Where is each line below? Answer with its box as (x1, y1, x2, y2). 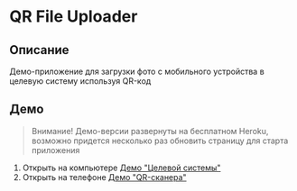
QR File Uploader (9, 6, 138, 27)
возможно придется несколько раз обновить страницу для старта (31, 135, 289, 146)
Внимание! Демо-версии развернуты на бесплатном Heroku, (31, 125, 269, 136)
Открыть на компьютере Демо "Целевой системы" (22, 162, 221, 173)
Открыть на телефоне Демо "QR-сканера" (22, 171, 187, 182)
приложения (31, 144, 80, 155)
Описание (9, 42, 70, 58)
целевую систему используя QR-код (9, 76, 152, 86)
